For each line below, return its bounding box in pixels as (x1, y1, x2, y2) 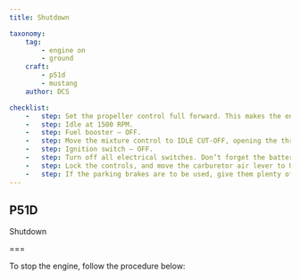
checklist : (9, 103, 50, 112)
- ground (41, 54, 74, 63)
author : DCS (25, 86, 70, 96)
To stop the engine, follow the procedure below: (9, 260, 186, 272)
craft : (25, 62, 50, 71)
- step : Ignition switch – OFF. (25, 144, 154, 154)
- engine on (41, 45, 87, 54)
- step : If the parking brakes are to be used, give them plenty (25, 169, 281, 178)
